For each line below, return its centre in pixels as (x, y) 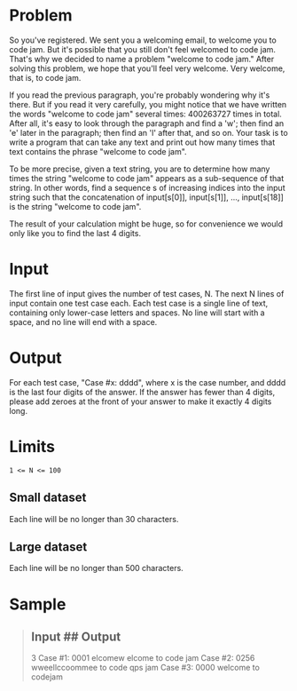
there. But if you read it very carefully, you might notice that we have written (148, 104)
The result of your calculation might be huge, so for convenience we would (146, 224)
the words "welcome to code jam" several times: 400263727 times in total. (145, 114)
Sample (38, 604)
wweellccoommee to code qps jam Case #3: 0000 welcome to (145, 668)
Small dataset (48, 498)
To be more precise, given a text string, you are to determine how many (140, 169)
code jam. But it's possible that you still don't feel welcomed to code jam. (143, 49)
